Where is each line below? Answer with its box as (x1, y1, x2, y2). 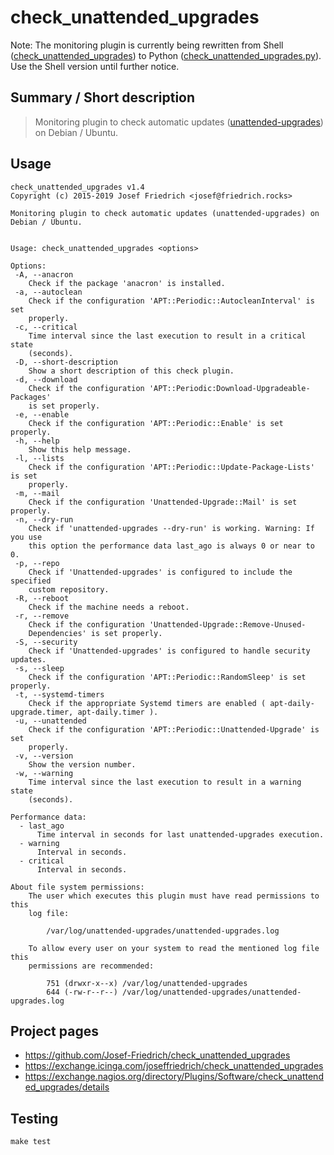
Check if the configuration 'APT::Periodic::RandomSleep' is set (28, 672, 307, 682)
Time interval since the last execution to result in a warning (28, 777, 302, 787)
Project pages (10, 1022, 99, 1040)
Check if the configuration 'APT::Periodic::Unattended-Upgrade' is (28, 724, 320, 735)
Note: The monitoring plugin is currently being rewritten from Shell (10, 39, 284, 51)
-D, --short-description (14, 357, 118, 367)
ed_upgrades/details (24, 1081, 110, 1093)
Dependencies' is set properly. (28, 628, 163, 638)
